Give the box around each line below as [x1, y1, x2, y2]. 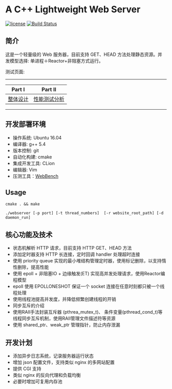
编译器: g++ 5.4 [12, 141, 46, 147]
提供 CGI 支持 [12, 365, 42, 372]
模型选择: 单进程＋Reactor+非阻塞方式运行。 [9, 57, 103, 64]
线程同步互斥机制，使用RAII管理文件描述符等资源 [12, 315, 116, 321]
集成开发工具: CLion [12, 160, 55, 166]
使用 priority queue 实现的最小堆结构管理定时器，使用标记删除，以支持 [12, 258, 162, 264]
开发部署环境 [5, 120, 46, 129]
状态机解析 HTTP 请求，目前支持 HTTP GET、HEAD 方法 [12, 245, 132, 251]
